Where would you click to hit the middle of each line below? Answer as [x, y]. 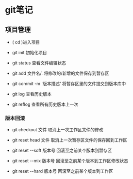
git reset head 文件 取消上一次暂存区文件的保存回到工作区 [70, 140]
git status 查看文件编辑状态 [39, 63]
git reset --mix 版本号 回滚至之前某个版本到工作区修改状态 [70, 161]
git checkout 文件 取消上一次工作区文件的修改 [58, 130]
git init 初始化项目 [29, 52]
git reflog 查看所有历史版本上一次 [45, 104]
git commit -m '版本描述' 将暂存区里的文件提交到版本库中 [69, 84]
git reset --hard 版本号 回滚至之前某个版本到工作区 [63, 171]
